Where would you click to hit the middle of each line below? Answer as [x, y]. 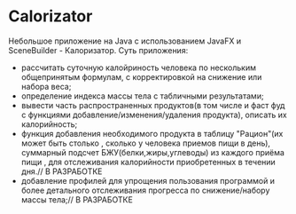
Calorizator [51, 16]
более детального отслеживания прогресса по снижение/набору [145, 190]
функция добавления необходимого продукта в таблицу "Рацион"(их [152, 133]
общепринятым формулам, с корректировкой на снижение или [141, 76]
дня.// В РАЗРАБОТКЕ [62, 171]
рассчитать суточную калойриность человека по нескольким [138, 67]
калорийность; [49, 124]
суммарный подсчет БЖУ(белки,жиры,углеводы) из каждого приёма [153, 152]
